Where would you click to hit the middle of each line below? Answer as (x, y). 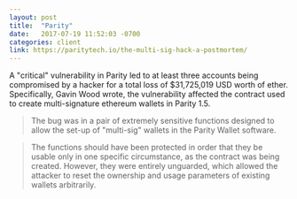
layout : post (33, 17)
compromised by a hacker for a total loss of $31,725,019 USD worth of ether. (148, 85)
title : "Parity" (41, 26)
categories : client (45, 42)
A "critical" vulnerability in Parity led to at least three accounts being (134, 75)
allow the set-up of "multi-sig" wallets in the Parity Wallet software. (153, 130)
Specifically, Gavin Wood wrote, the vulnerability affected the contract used (147, 95)
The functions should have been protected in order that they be (147, 148)
